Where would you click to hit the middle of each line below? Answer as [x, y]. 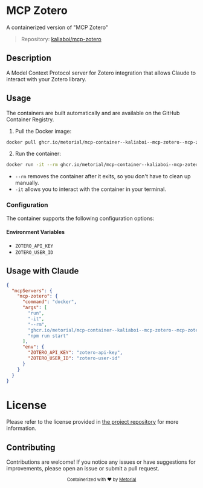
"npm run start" [48, 336]
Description [29, 58]
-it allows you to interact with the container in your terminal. [90, 189]
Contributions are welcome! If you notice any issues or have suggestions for [101, 462]
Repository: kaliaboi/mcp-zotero [61, 39]
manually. [27, 183]
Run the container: [38, 154]
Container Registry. [30, 119]
